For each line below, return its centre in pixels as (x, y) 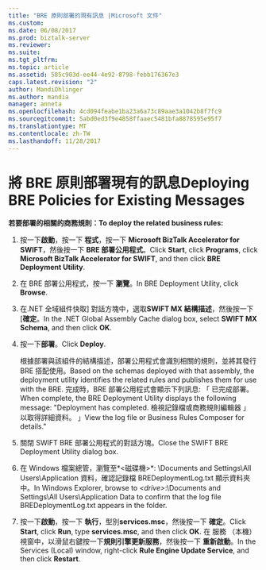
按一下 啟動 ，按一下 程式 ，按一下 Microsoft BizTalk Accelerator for (129, 240)
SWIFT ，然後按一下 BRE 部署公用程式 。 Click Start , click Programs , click (139, 250)
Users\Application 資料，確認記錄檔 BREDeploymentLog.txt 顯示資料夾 (135, 478)
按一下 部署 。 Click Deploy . (63, 344)
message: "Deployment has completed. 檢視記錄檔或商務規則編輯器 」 (135, 408)
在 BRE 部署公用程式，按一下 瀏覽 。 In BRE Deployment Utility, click (129, 283)
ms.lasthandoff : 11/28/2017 (55, 141)
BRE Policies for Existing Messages (127, 200)
